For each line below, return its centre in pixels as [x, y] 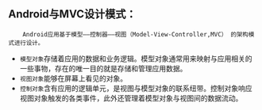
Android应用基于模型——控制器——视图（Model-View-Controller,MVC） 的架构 [135, 34]
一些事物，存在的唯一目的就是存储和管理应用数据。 [103, 68]
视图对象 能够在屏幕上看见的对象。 [73, 78]
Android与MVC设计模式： [72, 14]
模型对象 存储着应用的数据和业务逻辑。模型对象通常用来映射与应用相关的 [136, 59]
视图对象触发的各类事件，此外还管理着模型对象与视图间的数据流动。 [131, 98]
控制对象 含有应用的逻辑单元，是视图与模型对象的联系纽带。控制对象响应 [136, 88]
